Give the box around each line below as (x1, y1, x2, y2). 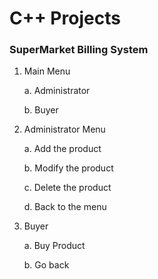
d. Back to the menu (23, 201, 107, 213)
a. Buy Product (23, 240, 86, 252)
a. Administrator (23, 85, 91, 97)
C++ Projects (9, 7, 121, 30)
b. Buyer (23, 104, 59, 116)
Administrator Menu (23, 123, 106, 136)
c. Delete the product (23, 182, 112, 194)
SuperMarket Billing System (9, 43, 149, 57)
